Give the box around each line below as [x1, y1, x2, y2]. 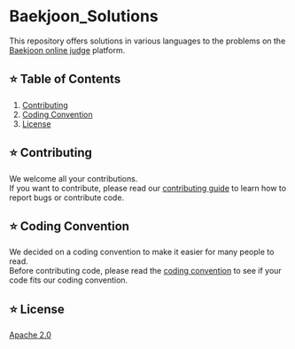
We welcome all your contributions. [9, 173, 138, 183]
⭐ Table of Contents [9, 72, 121, 87]
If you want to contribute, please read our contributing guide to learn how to [9, 182, 286, 193]
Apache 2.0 [9, 330, 51, 340]
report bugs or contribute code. [9, 192, 125, 203]
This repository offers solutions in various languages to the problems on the [9, 35, 286, 46]
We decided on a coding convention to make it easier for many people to [9, 246, 275, 258]
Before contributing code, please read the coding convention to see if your [9, 266, 282, 276]
